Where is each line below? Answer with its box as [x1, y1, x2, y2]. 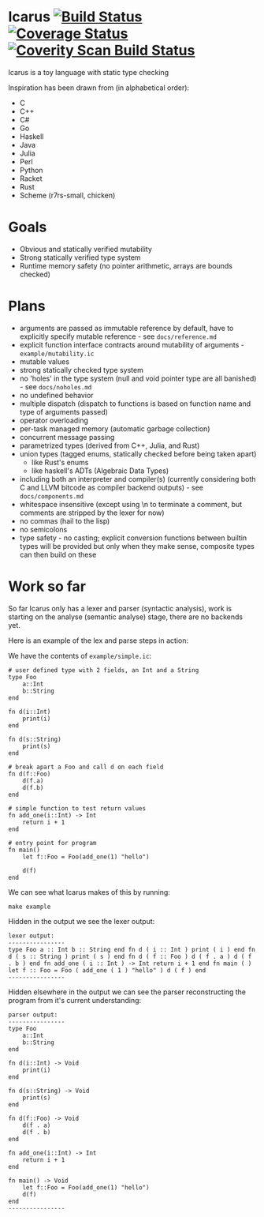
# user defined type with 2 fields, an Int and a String [8, 666, 199, 674]
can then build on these [19, 550, 97, 559]
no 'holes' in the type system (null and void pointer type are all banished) [19, 374, 257, 383]
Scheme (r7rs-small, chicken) [19, 190, 116, 200]
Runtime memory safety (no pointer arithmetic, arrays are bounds [19, 261, 232, 270]
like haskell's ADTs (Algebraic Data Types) [31, 466, 169, 475]
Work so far [8, 577, 87, 595]
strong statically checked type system [19, 365, 143, 374]
